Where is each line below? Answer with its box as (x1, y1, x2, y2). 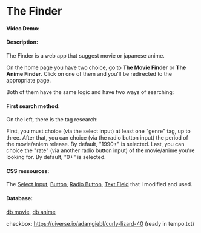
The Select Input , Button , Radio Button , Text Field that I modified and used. (6, 181, 193, 188)
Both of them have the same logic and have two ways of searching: (6, 88, 174, 95)
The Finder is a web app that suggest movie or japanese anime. (6, 52, 165, 59)
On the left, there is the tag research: (6, 116, 98, 123)
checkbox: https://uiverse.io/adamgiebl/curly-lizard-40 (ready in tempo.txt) (6, 220, 195, 227)
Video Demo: (6, 24, 40, 32)
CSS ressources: (6, 167, 50, 174)
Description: (6, 38, 38, 46)
